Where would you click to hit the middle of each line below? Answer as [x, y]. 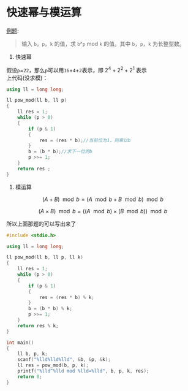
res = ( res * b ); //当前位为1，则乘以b [85, 140]
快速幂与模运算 [44, 13]
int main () [20, 343]
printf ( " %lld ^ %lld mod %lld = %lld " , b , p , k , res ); [83, 371]
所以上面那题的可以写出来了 [41, 224]
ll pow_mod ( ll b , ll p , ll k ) [45, 257]
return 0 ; [30, 377]
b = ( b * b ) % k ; [50, 309]
